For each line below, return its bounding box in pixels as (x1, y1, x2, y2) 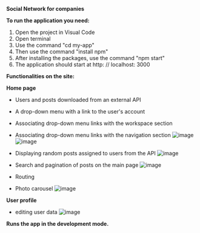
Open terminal (15, 35, 51, 42)
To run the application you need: (6, 17, 90, 24)
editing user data (15, 209, 58, 215)
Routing (15, 173, 35, 180)
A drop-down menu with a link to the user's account (15, 108, 145, 115)
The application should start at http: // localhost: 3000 (15, 61, 150, 68)
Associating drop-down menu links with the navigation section (15, 132, 172, 138)
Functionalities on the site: (6, 73, 75, 79)
